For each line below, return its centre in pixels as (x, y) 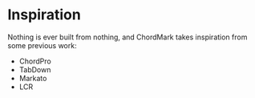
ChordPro (35, 61)
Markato (33, 78)
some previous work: (42, 45)
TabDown (35, 69)
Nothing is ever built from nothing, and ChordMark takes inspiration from (127, 37)
